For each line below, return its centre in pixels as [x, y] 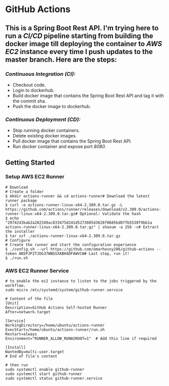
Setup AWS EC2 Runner [35, 177]
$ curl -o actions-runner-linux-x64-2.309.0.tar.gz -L [64, 205]
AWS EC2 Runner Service [37, 270]
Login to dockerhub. [34, 90]
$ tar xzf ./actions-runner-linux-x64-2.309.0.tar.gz [63, 236]
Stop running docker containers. [46, 130]
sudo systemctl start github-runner [44, 374]
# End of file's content [31, 356]
